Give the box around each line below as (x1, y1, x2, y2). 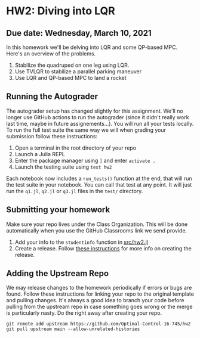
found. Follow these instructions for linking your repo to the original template (6, 290, 194, 297)
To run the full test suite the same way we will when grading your (6, 126, 166, 134)
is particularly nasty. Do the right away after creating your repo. (6, 309, 162, 317)
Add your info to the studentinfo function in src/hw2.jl (14, 238, 148, 246)
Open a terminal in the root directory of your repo (14, 144, 136, 151)
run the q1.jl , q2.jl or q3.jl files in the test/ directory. (6, 187, 143, 194)
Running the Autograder (6, 91, 99, 102)
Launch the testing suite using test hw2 (14, 163, 112, 170)
